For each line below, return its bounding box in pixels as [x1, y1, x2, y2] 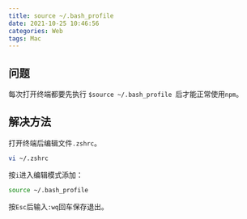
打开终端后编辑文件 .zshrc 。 [8, 138, 101, 148]
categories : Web [8, 27, 63, 35]
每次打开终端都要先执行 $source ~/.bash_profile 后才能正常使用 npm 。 [8, 90, 244, 99]
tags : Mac [8, 34, 42, 43]
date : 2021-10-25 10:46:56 [8, 19, 100, 27]
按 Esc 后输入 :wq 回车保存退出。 [8, 201, 109, 211]
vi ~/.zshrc [8, 154, 49, 162]
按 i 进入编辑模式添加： [8, 170, 83, 179]
